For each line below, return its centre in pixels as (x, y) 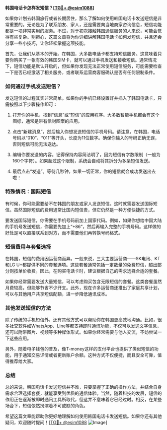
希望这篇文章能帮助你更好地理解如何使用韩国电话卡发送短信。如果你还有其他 (83, 416)
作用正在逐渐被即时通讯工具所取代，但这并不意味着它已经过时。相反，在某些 (83, 400)
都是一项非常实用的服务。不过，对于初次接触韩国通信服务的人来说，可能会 (81, 31)
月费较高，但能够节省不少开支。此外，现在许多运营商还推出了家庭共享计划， (83, 287)
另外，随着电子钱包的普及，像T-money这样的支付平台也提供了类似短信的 (80, 349)
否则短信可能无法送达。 (36, 144)
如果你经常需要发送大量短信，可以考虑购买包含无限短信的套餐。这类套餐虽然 (83, 281)
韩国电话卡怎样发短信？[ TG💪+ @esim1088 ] (50, 8)
